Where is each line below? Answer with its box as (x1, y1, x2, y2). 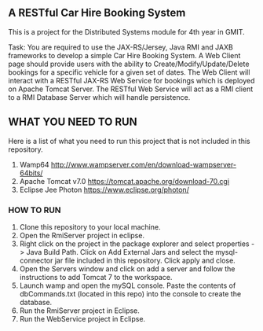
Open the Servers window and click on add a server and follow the (19, 263, 236, 274)
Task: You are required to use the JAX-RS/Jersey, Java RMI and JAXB (8, 42, 233, 52)
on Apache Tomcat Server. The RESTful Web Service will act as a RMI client (8, 84, 254, 94)
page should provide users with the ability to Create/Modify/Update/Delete (8, 59, 250, 68)
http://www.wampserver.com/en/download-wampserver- (50, 160, 237, 169)
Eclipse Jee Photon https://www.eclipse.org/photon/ (19, 185, 190, 194)
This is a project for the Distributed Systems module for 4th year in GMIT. (8, 27, 245, 36)
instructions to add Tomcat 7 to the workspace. (19, 272, 173, 281)
